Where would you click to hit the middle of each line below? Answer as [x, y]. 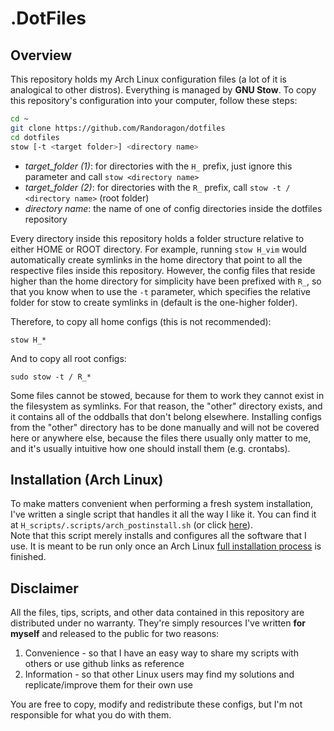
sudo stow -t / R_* [51, 377]
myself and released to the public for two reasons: [115, 634]
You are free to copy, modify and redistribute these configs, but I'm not [156, 704]
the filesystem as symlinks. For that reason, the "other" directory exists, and [166, 406]
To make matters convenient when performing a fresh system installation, [162, 504]
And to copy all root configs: [68, 358]
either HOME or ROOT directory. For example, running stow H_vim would [158, 249]
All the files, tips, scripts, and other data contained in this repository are [157, 613]
